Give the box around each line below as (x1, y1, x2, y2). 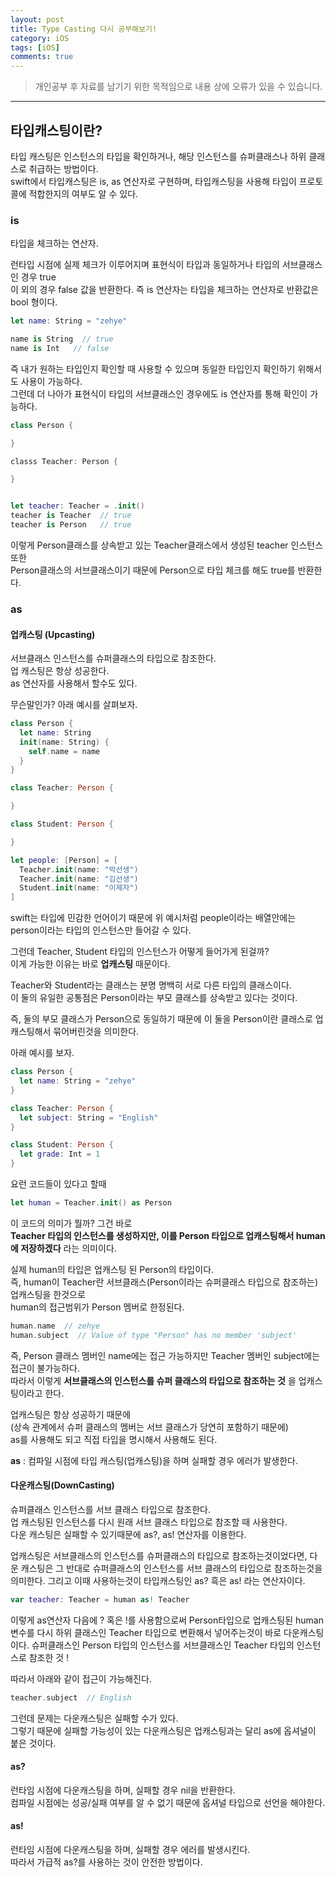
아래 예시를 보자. (10, 1047, 75, 1059)
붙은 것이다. (10, 1737, 57, 1749)
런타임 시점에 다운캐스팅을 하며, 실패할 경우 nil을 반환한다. (10, 1784, 236, 1796)
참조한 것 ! (28, 1651, 70, 1663)
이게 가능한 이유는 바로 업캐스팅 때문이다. (10, 958, 171, 970)
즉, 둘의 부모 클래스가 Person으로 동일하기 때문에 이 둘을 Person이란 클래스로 (10, 1013, 313, 1025)
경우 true (20, 271, 57, 283)
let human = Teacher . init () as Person (10, 1198, 172, 1208)
